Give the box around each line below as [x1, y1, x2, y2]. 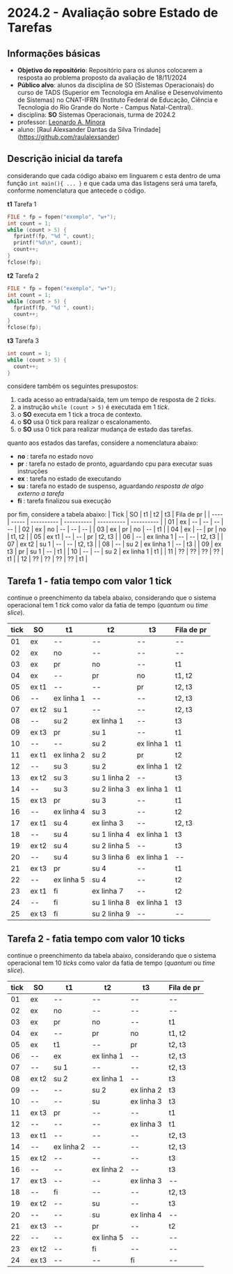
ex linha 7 [91, 887, 124, 896]
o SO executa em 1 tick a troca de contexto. [17, 410, 143, 419]
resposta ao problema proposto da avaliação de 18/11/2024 [17, 73, 187, 82]
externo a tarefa [17, 489, 65, 498]
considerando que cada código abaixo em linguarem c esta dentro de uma [7, 171, 221, 179]
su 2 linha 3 [91, 784, 131, 794]
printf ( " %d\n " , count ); [13, 239, 82, 246]
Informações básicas [7, 47, 101, 59]
